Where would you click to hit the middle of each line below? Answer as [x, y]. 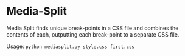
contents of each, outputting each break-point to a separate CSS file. [93, 34]
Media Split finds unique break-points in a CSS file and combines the [92, 28]
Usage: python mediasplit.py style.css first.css [71, 46]
